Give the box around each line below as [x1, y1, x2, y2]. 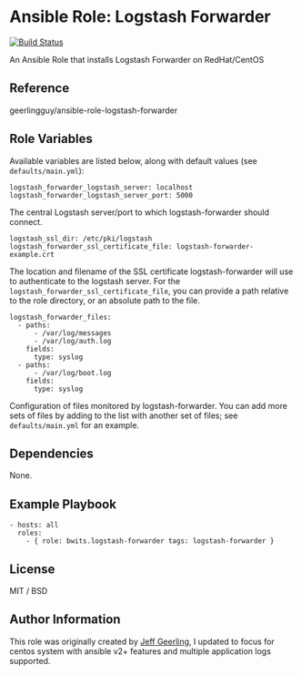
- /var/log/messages [33, 328, 112, 338]
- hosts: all [9, 521, 59, 530]
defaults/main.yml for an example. [9, 419, 139, 430]
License [9, 561, 55, 577]
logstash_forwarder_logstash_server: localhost [9, 182, 194, 192]
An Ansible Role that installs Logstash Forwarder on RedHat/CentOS [9, 54, 265, 65]
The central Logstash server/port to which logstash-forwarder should [9, 207, 270, 218]
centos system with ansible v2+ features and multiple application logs [9, 645, 271, 657]
